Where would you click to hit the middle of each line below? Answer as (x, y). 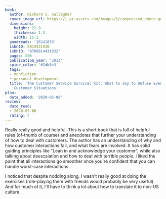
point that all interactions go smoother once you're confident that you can (80, 161)
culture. (13, 192)
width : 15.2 (26, 38)
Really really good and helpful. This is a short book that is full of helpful (77, 130)
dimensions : (22, 24)
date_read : (21, 106)
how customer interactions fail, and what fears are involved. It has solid (78, 145)
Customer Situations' (36, 88)
